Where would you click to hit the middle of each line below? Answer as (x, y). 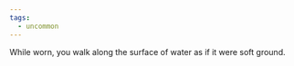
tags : (20, 18)
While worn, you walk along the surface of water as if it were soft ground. (147, 52)
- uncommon (38, 26)
